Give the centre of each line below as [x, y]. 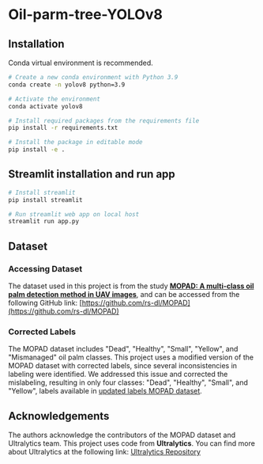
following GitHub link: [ [45, 303]
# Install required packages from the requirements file [104, 120]
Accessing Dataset [45, 268]
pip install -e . [37, 150]
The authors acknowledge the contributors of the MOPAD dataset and [122, 435]
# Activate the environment [54, 99]
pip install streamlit [45, 200]
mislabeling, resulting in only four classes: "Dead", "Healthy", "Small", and [128, 382]
